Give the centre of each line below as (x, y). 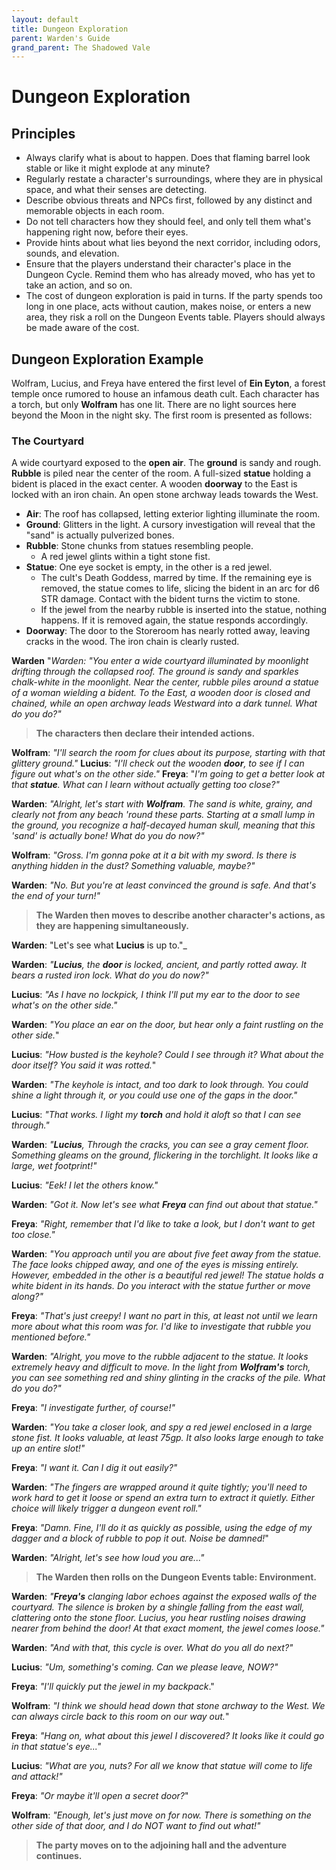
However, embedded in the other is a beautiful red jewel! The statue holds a (167, 1275)
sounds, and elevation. (72, 253)
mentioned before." (51, 1337)
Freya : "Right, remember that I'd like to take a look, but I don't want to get (163, 1224)
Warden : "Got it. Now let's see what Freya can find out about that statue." (164, 1205)
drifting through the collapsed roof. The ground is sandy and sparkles (155, 672)
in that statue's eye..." (56, 1747)
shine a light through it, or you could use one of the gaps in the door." (154, 1095)
